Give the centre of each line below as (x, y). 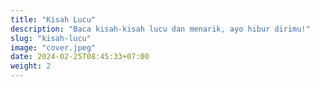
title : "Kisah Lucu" (53, 19)
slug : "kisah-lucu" (51, 38)
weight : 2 (31, 66)
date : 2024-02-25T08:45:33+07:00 (80, 57)
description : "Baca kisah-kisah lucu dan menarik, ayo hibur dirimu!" (160, 29)
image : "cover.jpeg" (53, 47)
